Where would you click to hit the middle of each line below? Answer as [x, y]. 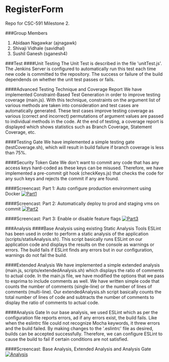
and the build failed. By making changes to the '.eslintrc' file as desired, [79, 328]
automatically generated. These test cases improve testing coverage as [79, 111]
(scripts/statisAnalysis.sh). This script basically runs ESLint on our [74, 239]
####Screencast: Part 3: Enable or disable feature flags [63, 219]
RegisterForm [35, 9]
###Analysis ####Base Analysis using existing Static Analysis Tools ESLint [83, 228]
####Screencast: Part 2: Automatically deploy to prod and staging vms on [82, 203]
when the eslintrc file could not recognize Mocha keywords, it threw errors [83, 323]
